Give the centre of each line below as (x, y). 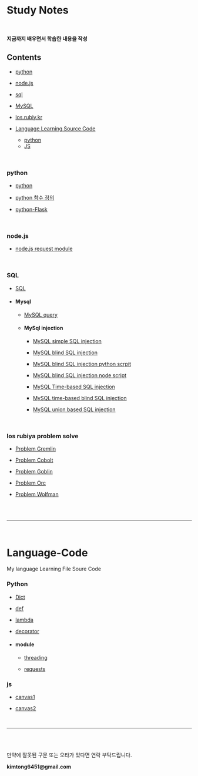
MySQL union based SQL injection (74, 409)
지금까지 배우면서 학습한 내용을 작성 (47, 38)
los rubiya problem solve (43, 436)
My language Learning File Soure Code (54, 569)
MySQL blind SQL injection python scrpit (82, 364)
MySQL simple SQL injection (67, 341)
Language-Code (47, 552)
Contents (24, 57)
